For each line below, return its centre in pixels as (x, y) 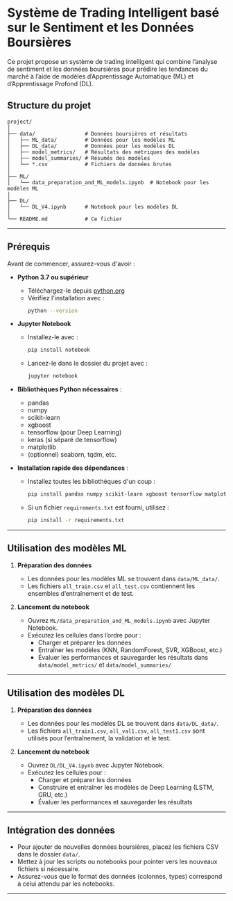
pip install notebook (59, 350)
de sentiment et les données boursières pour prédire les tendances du (107, 69)
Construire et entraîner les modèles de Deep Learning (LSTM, (126, 787)
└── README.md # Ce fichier (65, 219)
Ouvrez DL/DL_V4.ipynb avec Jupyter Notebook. (96, 765)
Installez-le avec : (53, 337)
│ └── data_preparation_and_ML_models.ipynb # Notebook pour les (108, 182)
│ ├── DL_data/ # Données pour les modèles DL (91, 146)
